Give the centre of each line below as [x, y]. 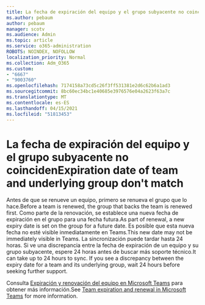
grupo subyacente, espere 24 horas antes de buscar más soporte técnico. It [101, 252]
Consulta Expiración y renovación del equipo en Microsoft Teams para [95, 283]
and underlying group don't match [95, 183]
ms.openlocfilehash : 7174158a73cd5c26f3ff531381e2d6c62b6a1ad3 [88, 86]
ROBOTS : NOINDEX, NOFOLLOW [41, 52]
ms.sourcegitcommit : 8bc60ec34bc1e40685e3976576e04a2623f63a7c [88, 91]
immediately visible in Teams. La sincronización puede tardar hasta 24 [95, 239]
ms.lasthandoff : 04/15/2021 [42, 108]
